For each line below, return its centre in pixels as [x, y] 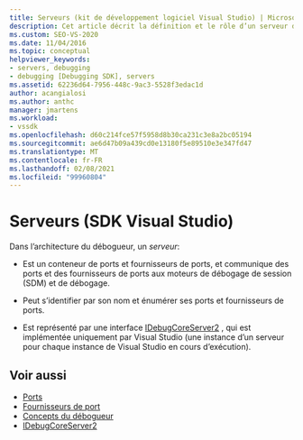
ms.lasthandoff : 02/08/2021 [62, 169]
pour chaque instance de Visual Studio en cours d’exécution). [137, 347]
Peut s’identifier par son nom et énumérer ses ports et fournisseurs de [153, 301]
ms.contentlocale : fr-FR [56, 160]
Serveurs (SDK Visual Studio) [122, 221]
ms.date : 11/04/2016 [48, 43]
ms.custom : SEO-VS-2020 [54, 34]
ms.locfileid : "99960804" [58, 177]
